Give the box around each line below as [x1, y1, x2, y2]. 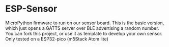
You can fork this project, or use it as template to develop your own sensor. [5, 30, 163, 36]
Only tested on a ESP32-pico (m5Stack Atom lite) [5, 36, 108, 42]
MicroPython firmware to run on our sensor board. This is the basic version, [5, 20, 164, 26]
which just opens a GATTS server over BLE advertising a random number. [5, 25, 159, 31]
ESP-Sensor [5, 3, 58, 15]
